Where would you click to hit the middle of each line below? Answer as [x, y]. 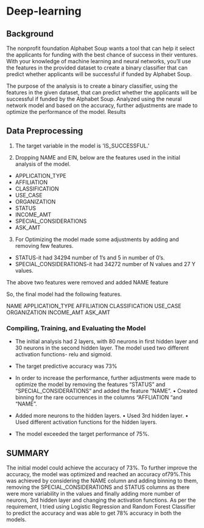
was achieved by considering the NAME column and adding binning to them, [102, 480]
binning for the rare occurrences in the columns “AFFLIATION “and [99, 398]
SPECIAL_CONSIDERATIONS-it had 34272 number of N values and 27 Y [105, 264]
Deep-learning [44, 11]
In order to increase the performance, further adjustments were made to [106, 378]
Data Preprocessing [45, 131]
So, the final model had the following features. [64, 294]
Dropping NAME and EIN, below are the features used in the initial [98, 157]
